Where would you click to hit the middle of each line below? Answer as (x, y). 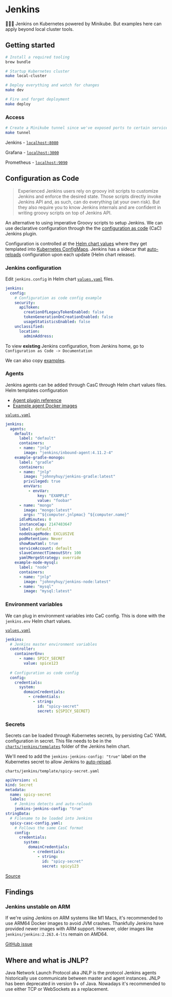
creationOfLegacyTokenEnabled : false (64, 312)
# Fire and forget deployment (38, 99)
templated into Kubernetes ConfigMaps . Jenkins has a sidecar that (76, 249)
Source (13, 876)
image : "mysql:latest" (48, 591)
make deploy (18, 104)
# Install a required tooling (38, 57)
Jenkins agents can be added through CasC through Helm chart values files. (86, 385)
